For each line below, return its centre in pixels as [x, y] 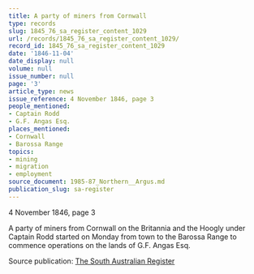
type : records [32, 24]
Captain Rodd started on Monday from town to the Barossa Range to [123, 237]
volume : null [30, 69]
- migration [28, 167]
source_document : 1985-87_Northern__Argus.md [86, 182]
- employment [30, 174]
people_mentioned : [39, 106]
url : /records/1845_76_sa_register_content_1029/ [94, 39]
